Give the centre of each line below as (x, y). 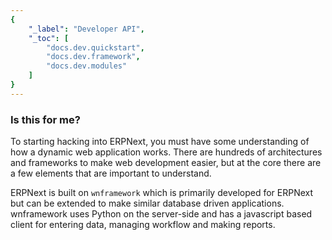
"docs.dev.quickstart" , (95, 47)
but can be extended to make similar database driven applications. (147, 203)
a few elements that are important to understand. (111, 173)
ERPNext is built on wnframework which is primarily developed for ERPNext (162, 193)
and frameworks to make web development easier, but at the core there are (166, 163)
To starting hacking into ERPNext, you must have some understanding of (160, 142)
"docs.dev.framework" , (93, 57)
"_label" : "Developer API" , (86, 29)
